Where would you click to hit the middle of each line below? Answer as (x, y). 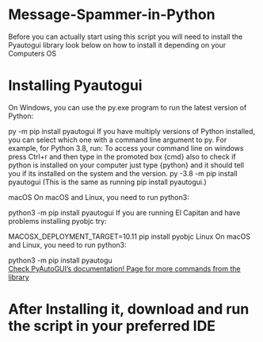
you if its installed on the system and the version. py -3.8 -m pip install (123, 173)
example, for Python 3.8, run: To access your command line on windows (126, 148)
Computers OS (32, 53)
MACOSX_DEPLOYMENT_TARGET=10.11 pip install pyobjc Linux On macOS (130, 236)
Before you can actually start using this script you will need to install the (126, 37)
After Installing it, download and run (129, 309)
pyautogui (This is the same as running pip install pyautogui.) (108, 182)
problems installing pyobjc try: (57, 221)
